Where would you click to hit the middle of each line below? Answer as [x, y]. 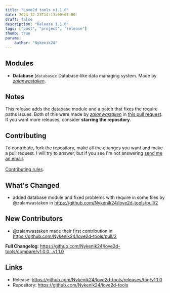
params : [13, 38]
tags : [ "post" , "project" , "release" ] [46, 29]
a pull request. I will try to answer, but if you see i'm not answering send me [84, 153]
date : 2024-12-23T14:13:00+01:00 [40, 15]
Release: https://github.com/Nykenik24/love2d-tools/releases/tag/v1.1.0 [87, 279]
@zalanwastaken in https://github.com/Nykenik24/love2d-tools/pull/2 [85, 203]
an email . [15, 159]
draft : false [19, 19]
